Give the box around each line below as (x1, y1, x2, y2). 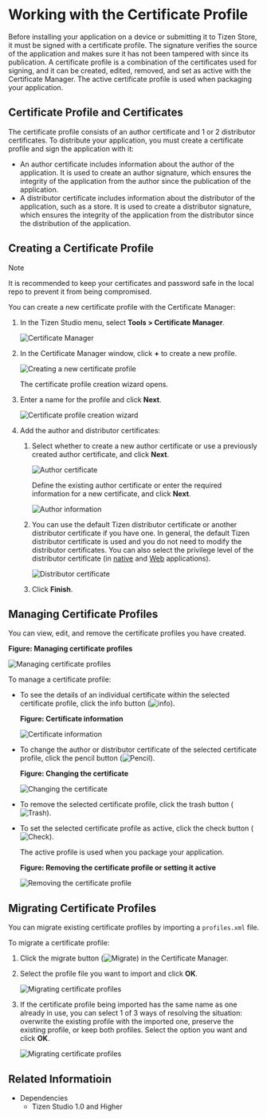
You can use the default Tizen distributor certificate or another (31, 519, 238, 529)
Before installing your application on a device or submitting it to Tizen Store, (8, 32, 257, 41)
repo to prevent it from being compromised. (8, 287, 152, 296)
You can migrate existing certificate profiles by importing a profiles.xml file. (8, 922, 260, 933)
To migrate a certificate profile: (8, 938, 110, 948)
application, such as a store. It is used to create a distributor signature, (19, 201, 252, 211)
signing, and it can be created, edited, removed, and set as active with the (8, 65, 251, 75)
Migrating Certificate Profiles (8, 902, 157, 915)
